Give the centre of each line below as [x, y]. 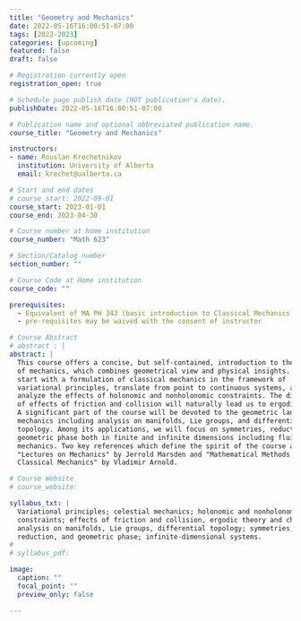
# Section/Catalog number [57, 256]
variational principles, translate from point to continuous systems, [152, 388]
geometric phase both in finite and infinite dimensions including [146, 437]
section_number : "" [46, 264]
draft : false [34, 59]
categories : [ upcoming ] [54, 43]
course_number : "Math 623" [60, 240]
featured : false [39, 51]
